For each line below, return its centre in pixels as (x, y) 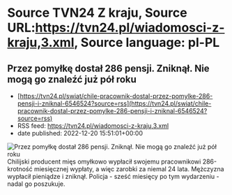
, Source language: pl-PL (147, 43)
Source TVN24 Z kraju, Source (97, 13)
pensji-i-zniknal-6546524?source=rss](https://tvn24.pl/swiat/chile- (114, 103)
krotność (20, 169)
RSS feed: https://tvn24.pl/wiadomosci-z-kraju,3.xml (93, 126)
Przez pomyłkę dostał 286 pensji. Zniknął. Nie (109, 68)
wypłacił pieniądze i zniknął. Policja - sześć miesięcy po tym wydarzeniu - (113, 176)
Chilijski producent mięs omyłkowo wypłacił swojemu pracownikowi (104, 161)
